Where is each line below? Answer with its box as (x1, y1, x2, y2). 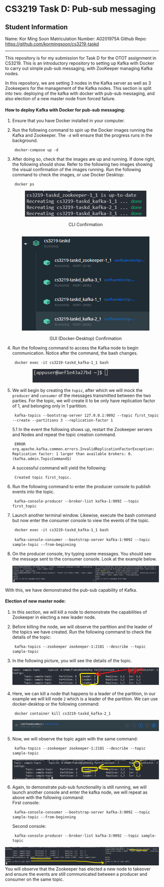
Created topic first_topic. (14, 475, 72, 480)
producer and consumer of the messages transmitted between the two (12, 392, 151, 399)
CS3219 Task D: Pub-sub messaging (5, 3, 156, 15)
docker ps (14, 182, 35, 187)
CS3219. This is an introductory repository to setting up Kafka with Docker (5, 60, 155, 66)
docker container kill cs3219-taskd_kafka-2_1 (14, 711, 111, 716)
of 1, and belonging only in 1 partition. (12, 403, 88, 409)
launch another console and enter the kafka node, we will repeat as (12, 789, 148, 795)
